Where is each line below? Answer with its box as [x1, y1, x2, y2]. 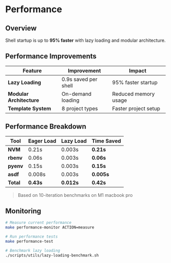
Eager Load [27, 137, 56, 144]
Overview [5, 24, 37, 33]
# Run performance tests [5, 234, 58, 240]
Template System [8, 105, 51, 112]
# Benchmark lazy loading [5, 248, 60, 253]
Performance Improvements [5, 52, 97, 61]
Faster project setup [112, 105, 160, 112]
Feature [22, 67, 42, 74]
